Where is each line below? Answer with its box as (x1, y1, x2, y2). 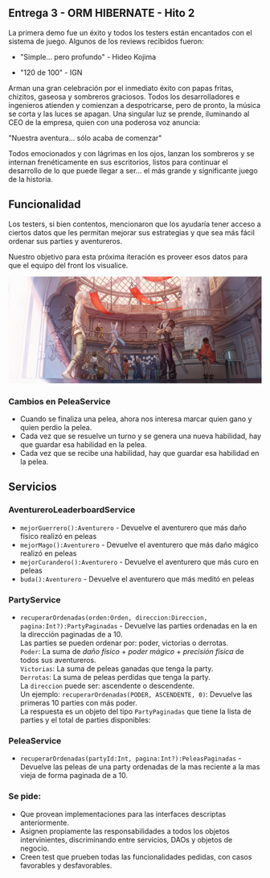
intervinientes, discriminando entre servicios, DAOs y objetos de (19, 835, 233, 844)
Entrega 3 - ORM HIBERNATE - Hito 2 (8, 6, 195, 20)
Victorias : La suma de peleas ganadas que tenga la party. (19, 664, 214, 673)
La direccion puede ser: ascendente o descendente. (19, 681, 195, 691)
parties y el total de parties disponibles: (19, 715, 151, 725)
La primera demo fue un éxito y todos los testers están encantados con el (8, 27, 252, 37)
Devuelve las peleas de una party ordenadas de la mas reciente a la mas (19, 762, 260, 772)
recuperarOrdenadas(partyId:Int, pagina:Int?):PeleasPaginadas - (19, 753, 242, 764)
